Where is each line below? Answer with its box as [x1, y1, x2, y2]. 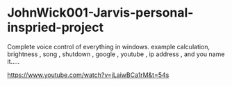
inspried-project [7, 19, 104, 35]
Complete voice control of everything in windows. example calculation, [7, 42, 210, 51]
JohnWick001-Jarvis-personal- [7, 5, 194, 21]
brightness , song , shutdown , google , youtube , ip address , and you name [7, 50, 225, 58]
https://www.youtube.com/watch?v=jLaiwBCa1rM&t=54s [7, 71, 169, 79]
